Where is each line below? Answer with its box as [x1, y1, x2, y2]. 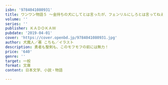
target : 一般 [5, 58, 31, 63]
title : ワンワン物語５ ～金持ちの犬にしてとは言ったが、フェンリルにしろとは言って [5, 12, 157, 17]
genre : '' [5, 53, 26, 59]
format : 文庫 [5, 63, 31, 68]
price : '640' [5, 49, 32, 54]
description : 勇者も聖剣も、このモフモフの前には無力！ [5, 44, 109, 49]
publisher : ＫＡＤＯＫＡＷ [5, 26, 56, 31]
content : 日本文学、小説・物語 [5, 68, 63, 73]
